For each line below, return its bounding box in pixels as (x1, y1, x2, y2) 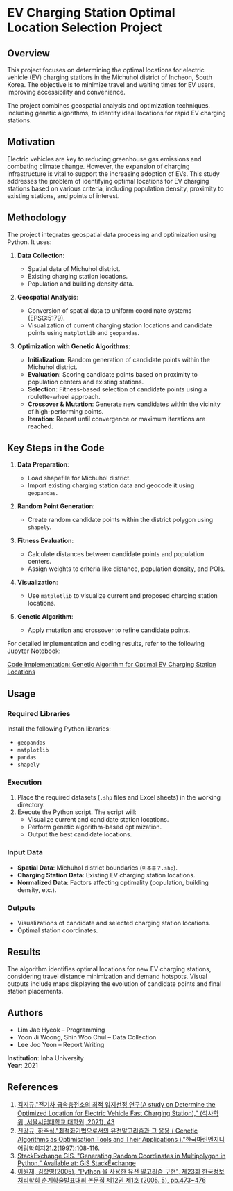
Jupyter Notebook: (7, 647, 61, 655)
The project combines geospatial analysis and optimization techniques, (7, 102, 210, 109)
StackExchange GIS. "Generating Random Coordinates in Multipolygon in (17, 1152, 226, 1160)
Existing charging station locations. (27, 272, 128, 280)
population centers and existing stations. (27, 378, 144, 386)
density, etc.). (17, 885, 57, 894)
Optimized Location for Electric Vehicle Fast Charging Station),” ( (17, 1109, 202, 1117)
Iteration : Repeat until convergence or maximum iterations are (27, 414, 206, 423)
